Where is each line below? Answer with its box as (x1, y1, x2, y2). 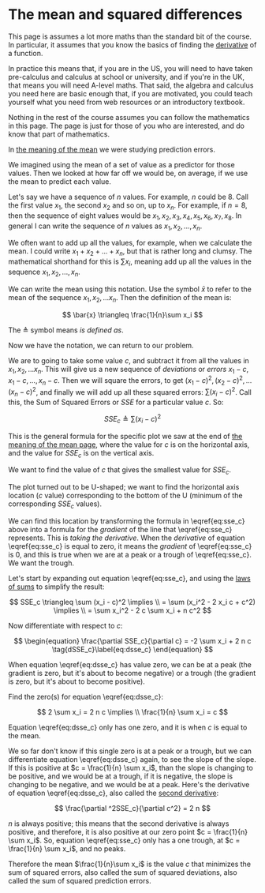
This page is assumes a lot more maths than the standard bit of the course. (8, 32, 252, 41)
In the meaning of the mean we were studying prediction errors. (8, 144, 215, 154)
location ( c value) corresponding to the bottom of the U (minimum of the (8, 491, 243, 501)
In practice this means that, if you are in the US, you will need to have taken (8, 63, 253, 73)
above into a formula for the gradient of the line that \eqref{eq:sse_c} (8, 525, 233, 535)
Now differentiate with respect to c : (8, 621, 123, 631)
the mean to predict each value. (8, 176, 112, 186)
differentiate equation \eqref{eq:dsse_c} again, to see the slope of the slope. (8, 755, 256, 764)
